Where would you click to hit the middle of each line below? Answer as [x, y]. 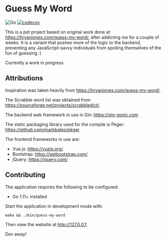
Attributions [24, 78]
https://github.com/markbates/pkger [42, 129]
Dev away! [16, 234]
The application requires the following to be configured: [62, 187]
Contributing [25, 175]
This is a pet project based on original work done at [58, 32]
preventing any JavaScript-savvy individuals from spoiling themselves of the [83, 48]
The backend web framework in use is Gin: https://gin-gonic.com [72, 115]
